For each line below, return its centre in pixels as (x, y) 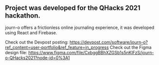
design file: (16, 52)
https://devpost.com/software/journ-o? (109, 42)
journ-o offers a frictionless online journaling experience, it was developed (80, 27)
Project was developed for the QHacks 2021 (73, 8)
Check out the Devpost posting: (37, 42)
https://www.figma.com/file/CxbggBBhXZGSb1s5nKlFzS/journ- (91, 52)
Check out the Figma (131, 47)
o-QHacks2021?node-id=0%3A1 (37, 58)
